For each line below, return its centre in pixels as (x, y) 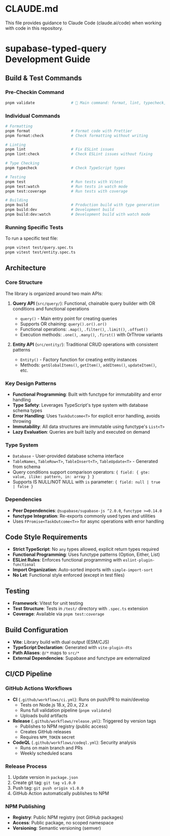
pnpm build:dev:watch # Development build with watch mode (78, 215)
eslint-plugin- (139, 561)
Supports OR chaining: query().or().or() (63, 323)
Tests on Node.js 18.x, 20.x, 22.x (54, 705)
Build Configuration (37, 630)
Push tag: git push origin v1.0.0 (48, 788)
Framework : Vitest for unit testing (48, 603)
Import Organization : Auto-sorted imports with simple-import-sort (83, 570)
